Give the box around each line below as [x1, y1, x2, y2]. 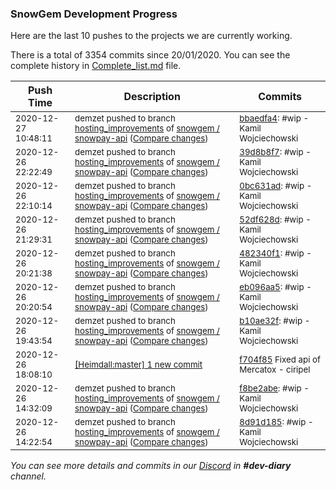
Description [123, 90, 181, 104]
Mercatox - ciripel [239, 364, 311, 376]
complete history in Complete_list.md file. [10, 60, 182, 72]
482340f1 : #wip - [239, 248, 312, 259]
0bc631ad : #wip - [239, 180, 313, 192]
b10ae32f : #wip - [239, 315, 311, 327]
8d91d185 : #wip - [239, 417, 314, 428]
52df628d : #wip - [239, 214, 312, 226]
